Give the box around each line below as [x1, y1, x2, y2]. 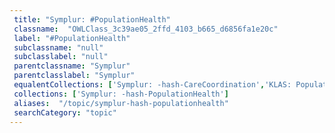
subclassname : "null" [13, 42, 104, 53]
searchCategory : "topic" [13, 107, 117, 118]
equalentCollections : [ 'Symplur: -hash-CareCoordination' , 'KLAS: [13, 80, 292, 90]
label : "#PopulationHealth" [13, 33, 131, 43]
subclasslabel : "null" [13, 52, 109, 62]
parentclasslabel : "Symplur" [13, 71, 136, 81]
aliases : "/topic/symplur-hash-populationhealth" [13, 98, 229, 108]
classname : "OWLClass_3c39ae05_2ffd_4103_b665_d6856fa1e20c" [13, 24, 279, 34]
